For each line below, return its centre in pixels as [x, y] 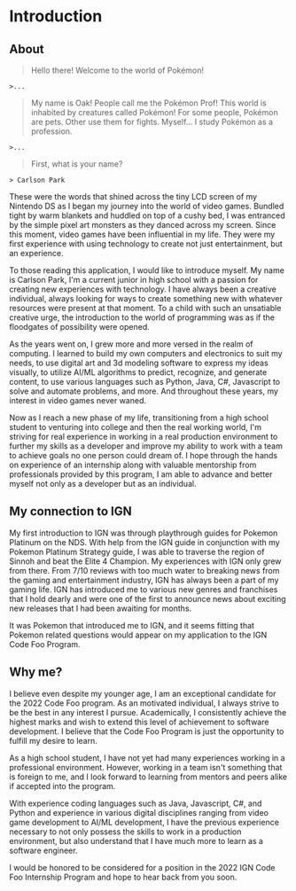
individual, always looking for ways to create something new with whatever [146, 298]
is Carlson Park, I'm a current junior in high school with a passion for [134, 280]
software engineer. [43, 850]
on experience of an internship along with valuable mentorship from [133, 465]
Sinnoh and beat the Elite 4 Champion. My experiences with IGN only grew [145, 561]
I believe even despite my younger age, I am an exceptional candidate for [143, 693]
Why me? [36, 672]
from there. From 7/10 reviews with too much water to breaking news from [144, 570]
